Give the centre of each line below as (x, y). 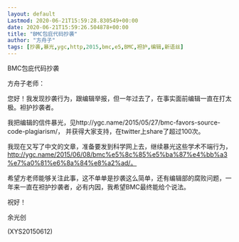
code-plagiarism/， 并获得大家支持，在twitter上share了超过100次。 (106, 131)
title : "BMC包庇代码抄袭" (43, 34)
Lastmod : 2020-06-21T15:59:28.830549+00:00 (73, 21)
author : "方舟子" (31, 41)
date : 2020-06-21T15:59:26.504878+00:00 (68, 27)
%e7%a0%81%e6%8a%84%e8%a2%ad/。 (72, 163)
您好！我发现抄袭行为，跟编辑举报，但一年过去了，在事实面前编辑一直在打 (116, 98)
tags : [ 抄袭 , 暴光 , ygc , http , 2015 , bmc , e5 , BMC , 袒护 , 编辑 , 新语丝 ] (95, 47)
